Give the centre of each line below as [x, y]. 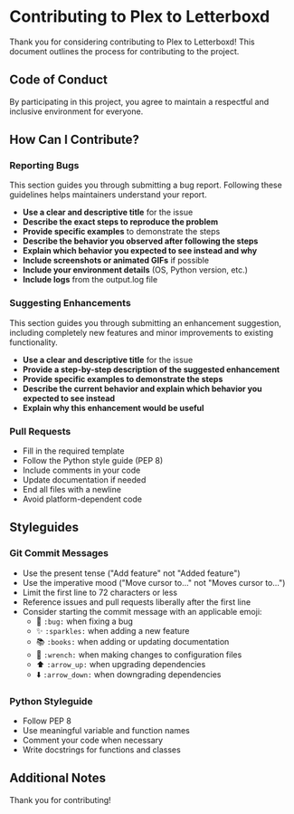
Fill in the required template [73, 451]
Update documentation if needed [84, 480]
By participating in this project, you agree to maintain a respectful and [139, 101]
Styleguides [44, 527]
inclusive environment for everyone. [76, 111]
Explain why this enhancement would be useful [113, 407]
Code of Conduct [59, 80]
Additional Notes [58, 778]
